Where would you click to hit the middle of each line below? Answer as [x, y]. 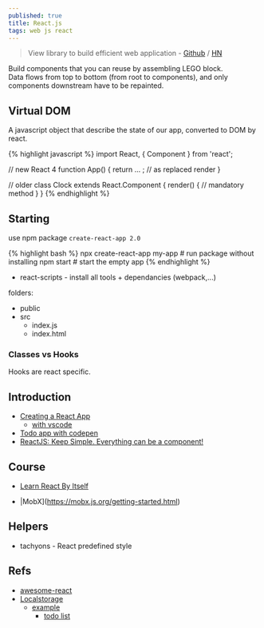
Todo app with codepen [59, 433]
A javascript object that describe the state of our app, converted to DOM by [132, 130]
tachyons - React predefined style [76, 546]
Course [27, 467]
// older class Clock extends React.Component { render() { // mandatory [126, 185]
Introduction [40, 397]
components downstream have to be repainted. [86, 85]
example [46, 607]
